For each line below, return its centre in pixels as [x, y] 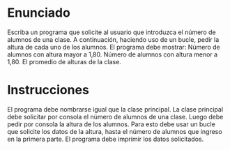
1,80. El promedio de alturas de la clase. [64, 61]
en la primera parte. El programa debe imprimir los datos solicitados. [106, 139]
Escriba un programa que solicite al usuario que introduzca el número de [112, 32]
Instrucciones [48, 90]
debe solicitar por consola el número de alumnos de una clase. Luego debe [115, 117]
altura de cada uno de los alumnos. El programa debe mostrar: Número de [114, 47]
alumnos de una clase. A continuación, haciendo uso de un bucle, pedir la [113, 39]
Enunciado [39, 13]
